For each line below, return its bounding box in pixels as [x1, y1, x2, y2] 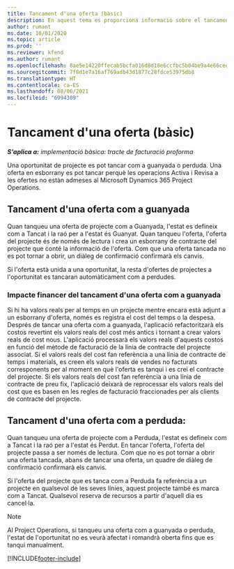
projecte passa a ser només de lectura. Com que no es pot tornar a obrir [7, 448, 215, 457]
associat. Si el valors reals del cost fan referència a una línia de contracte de [7, 350, 226, 359]
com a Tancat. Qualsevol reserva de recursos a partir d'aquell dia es [7, 491, 203, 499]
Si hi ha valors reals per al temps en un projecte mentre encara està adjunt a [7, 306, 226, 314]
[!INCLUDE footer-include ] [7, 554, 81, 562]
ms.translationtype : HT [7, 75, 77, 82]
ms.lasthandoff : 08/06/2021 [7, 88, 89, 95]
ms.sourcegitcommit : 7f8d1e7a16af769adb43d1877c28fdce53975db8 [7, 68, 195, 75]
